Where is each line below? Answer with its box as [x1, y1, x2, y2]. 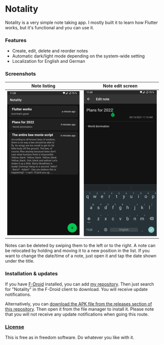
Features [5, 37, 27, 43]
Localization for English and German [12, 58, 85, 64]
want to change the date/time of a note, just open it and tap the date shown [5, 252, 157, 259]
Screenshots [5, 71, 36, 77]
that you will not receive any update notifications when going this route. [5, 311, 149, 317]
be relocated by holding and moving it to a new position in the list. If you [5, 248, 150, 253]
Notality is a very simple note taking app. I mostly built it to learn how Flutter [5, 19, 158, 25]
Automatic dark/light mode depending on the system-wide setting [12, 53, 145, 59]
